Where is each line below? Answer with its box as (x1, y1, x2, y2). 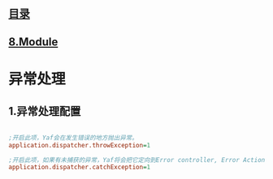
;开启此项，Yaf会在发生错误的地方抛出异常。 (8, 134, 138, 142)
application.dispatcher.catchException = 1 (8, 164, 151, 172)
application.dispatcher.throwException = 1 (8, 141, 151, 149)
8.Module (8, 35, 58, 49)
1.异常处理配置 (8, 104, 81, 118)
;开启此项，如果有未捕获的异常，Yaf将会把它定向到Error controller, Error (8, 156, 240, 164)
